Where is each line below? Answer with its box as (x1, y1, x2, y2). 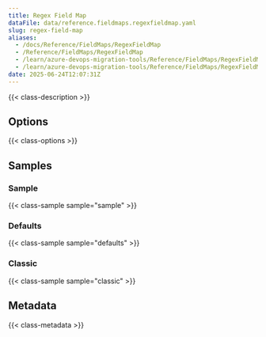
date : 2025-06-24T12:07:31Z (8, 70, 101, 78)
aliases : (8, 33, 37, 42)
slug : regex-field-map (8, 26, 83, 34)
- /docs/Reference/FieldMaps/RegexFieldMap (15, 41, 161, 49)
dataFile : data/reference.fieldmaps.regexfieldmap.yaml (8, 19, 196, 27)
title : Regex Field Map (8, 11, 87, 20)
